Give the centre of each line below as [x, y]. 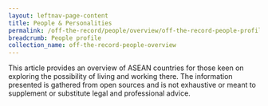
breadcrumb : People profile [55, 38]
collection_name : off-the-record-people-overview [93, 45]
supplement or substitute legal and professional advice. [100, 93]
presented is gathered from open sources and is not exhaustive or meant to [132, 85]
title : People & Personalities [60, 23]
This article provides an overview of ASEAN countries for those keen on [126, 68]
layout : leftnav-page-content [59, 16]
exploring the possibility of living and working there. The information [120, 77]
